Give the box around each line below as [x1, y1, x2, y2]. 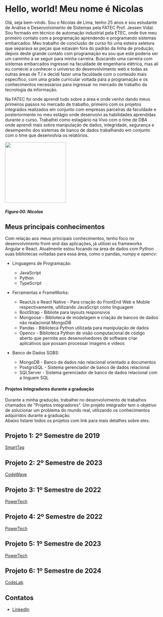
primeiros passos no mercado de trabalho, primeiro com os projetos [5, 101, 142, 107]
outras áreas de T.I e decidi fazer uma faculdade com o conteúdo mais [5, 71, 147, 77]
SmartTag [5, 444, 25, 451]
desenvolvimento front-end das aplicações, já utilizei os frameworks [5, 241, 142, 247]
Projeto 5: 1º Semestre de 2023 [5, 540, 101, 548]
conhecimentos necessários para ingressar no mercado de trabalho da [5, 81, 147, 87]
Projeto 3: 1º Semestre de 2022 [5, 486, 101, 494]
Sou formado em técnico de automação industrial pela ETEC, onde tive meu [5, 30, 157, 36]
